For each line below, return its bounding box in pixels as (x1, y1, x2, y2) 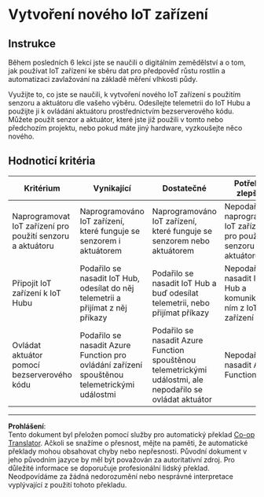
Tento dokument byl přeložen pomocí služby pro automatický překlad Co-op (8, 429, 255, 439)
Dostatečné (162, 183, 207, 194)
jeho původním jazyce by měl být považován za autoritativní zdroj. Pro (8, 454, 236, 464)
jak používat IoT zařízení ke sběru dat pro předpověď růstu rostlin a (8, 66, 225, 76)
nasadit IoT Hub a (152, 277, 217, 288)
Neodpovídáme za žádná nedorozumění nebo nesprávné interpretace (8, 471, 233, 481)
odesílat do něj (79, 282, 134, 293)
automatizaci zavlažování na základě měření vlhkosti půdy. (8, 75, 198, 83)
